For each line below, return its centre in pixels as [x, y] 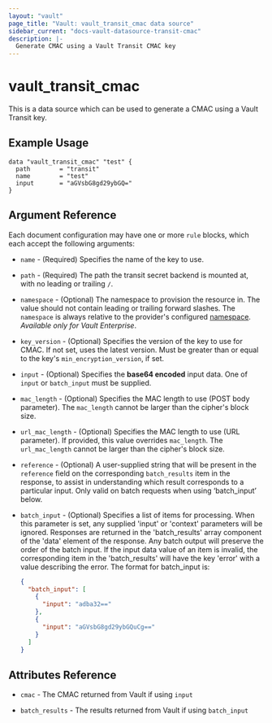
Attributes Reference [63, 675]
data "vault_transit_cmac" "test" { [70, 162]
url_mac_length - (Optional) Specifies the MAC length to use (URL [130, 431]
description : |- [36, 39]
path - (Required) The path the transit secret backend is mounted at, [134, 275]
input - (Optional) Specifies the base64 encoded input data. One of [134, 374]
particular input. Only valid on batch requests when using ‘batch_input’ [138, 490]
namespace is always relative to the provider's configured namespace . [136, 316]
